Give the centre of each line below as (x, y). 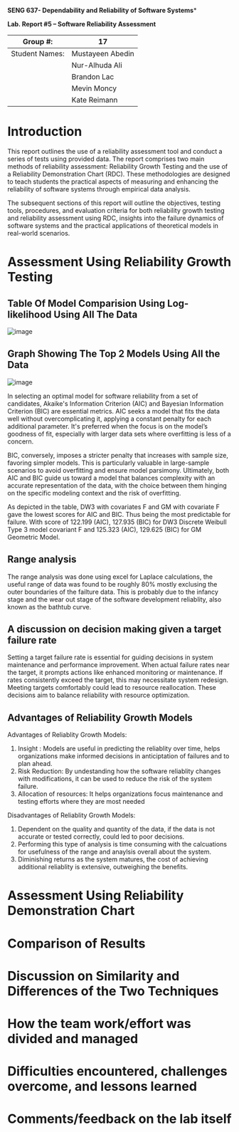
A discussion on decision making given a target (115, 629)
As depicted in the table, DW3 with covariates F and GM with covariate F (114, 507)
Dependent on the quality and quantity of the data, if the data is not (116, 829)
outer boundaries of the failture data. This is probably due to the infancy (113, 592)
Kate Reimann (95, 100)
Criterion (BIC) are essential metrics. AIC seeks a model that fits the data (114, 411)
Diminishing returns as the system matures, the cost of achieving (113, 859)
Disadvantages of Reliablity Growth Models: (71, 815)
